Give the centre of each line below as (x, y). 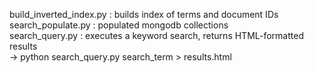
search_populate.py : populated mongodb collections (119, 25)
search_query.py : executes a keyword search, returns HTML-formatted (156, 35)
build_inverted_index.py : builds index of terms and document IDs (144, 14)
